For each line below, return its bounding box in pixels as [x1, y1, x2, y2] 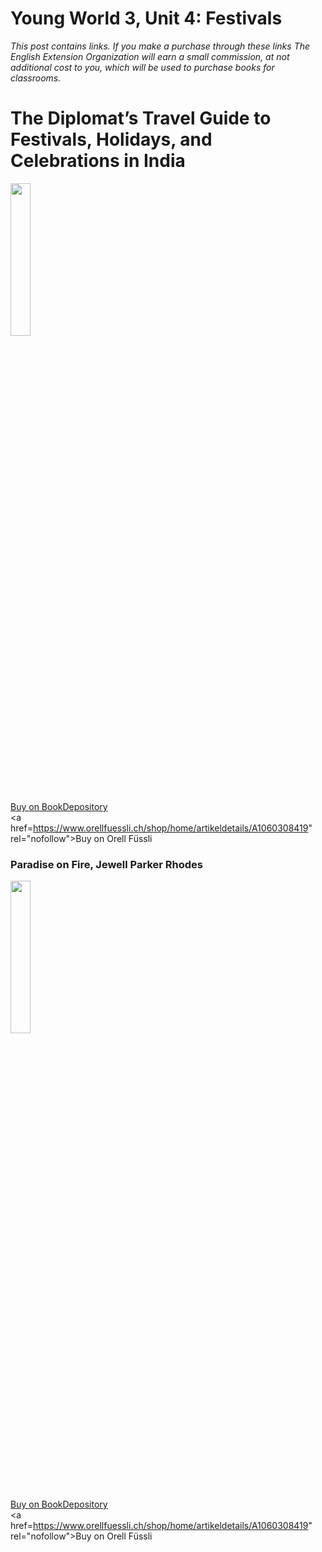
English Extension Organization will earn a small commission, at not [10, 50, 290, 62]
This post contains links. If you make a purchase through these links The [10, 40, 311, 52]
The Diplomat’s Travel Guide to [10, 107, 272, 130]
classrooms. [10, 72, 62, 84]
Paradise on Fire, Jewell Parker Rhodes [10, 857, 203, 871]
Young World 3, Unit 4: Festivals [10, 7, 283, 30]
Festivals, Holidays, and [10, 128, 213, 151]
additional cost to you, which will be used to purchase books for [10, 61, 275, 73]
